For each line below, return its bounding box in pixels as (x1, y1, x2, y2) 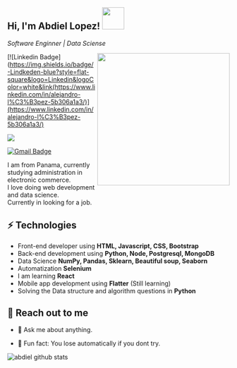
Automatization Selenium (17, 264, 92, 272)
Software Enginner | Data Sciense (7, 39, 106, 47)
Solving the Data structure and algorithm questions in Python (17, 286, 196, 295)
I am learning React (17, 271, 75, 280)
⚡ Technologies (7, 219, 77, 231)
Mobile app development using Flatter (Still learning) (17, 279, 171, 288)
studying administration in (7, 168, 83, 176)
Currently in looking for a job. (7, 198, 92, 207)
